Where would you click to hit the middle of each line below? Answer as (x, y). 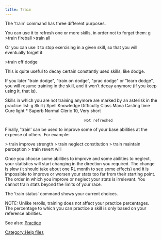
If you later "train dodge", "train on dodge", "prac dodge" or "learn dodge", (80, 80)
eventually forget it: (24, 52)
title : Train (18, 9)
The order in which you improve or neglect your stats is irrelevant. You (75, 179)
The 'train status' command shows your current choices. (62, 193)
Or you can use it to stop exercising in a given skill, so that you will (71, 47)
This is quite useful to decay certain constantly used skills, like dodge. (75, 71)
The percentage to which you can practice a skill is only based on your (76, 208)
